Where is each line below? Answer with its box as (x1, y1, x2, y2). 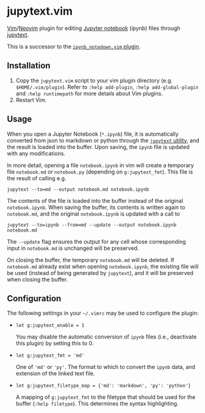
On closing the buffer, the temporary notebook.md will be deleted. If (7, 256, 174, 263)
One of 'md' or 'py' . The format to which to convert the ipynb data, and (15, 364, 196, 371)
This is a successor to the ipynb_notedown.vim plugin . (7, 43, 141, 50)
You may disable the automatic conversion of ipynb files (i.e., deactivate (15, 333, 197, 340)
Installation (7, 60, 51, 71)
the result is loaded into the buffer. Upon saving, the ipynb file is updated (7, 143, 190, 150)
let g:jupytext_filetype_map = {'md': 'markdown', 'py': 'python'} (15, 383, 191, 389)
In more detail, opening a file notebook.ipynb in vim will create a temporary (7, 161, 194, 169)
